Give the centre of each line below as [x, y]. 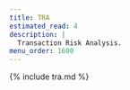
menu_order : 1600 [42, 51]
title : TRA [30, 18]
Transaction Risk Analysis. [70, 43]
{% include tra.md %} [49, 76]
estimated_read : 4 [43, 26]
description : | [38, 34]
